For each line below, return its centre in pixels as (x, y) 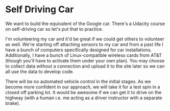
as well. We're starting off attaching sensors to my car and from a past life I (84, 44)
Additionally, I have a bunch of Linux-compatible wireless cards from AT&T (83, 55)
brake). (13, 103)
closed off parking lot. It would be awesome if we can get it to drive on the (83, 92)
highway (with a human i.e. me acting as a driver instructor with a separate (84, 98)
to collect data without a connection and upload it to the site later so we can (85, 66)
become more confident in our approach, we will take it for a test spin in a (83, 87)
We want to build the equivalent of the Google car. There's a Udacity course (85, 24)
